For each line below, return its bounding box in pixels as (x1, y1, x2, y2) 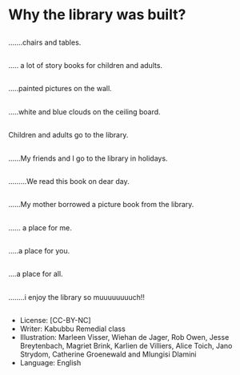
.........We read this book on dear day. (8, 176, 130, 186)
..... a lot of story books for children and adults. (8, 60, 162, 70)
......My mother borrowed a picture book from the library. (8, 200, 194, 209)
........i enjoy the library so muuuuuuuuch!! (8, 292, 146, 301)
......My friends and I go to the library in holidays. (8, 154, 168, 163)
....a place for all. (8, 269, 63, 279)
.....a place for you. (8, 246, 70, 256)
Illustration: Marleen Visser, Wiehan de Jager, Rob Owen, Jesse (19, 333, 230, 342)
